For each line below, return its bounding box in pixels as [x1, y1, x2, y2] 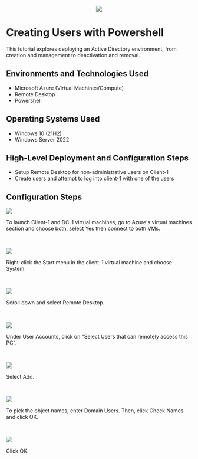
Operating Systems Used [6, 114, 100, 124]
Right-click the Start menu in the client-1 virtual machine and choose [6, 259, 173, 266]
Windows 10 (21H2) [14, 130, 62, 137]
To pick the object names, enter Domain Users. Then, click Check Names [6, 407, 184, 414]
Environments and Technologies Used [6, 68, 149, 79]
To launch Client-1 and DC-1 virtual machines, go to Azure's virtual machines [6, 219, 192, 226]
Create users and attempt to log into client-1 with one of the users [14, 175, 174, 182]
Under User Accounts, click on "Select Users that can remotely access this [6, 333, 189, 340]
